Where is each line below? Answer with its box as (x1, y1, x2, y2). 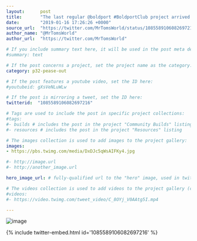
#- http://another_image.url (6, 165, 77, 171)
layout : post (6, 8, 51, 15)
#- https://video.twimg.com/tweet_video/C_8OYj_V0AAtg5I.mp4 (6, 196, 159, 202)
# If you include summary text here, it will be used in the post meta (6, 46, 185, 53)
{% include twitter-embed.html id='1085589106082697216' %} (6, 229, 158, 236)
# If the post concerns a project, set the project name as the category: (6, 62, 193, 68)
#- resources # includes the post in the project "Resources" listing (6, 127, 182, 133)
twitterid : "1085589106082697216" (6, 100, 93, 106)
